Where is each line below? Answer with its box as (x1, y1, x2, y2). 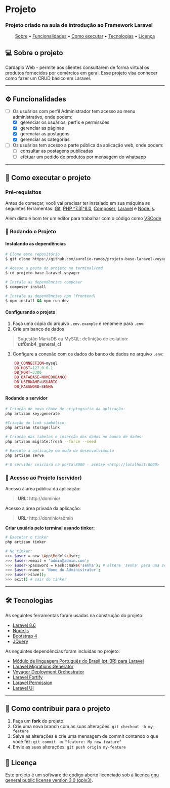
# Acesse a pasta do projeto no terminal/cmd (5, 266, 103, 271)
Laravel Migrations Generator (12, 663, 74, 669)
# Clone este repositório (5, 252, 60, 257)
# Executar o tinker (5, 535, 49, 540)
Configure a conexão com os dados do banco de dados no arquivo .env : (12, 351, 164, 357)
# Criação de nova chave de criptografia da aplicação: (5, 407, 125, 412)
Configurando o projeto (5, 309, 56, 315)
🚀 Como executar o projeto (5, 173, 91, 182)
